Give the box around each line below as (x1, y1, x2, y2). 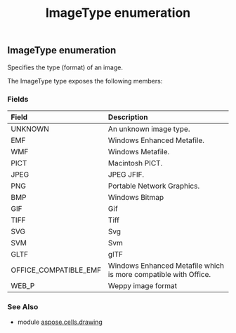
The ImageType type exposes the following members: (7, 76, 163, 85)
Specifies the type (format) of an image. (7, 63, 123, 72)
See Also (7, 301, 39, 311)
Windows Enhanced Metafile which (107, 261, 225, 271)
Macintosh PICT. (107, 158, 163, 168)
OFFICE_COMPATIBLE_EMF (11, 265, 102, 275)
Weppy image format (107, 280, 178, 290)
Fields (7, 94, 29, 104)
